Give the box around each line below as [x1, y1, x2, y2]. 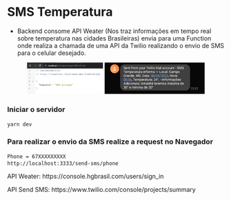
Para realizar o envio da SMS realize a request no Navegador [7, 137, 214, 146]
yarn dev [7, 121, 32, 128]
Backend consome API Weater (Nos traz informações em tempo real [17, 27, 212, 35]
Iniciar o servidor [7, 104, 66, 114]
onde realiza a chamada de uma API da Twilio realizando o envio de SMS [17, 41, 225, 49]
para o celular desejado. [17, 49, 86, 57]
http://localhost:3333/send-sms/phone [7, 160, 119, 167]
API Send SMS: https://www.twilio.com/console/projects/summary [7, 186, 197, 194]
